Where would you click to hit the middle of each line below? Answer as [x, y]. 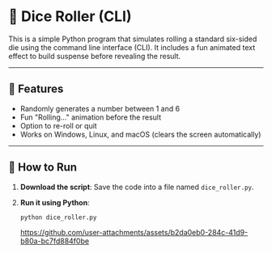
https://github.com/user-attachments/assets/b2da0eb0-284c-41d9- [134, 233]
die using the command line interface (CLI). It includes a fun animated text [132, 47]
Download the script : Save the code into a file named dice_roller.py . [137, 187]
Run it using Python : [55, 202]
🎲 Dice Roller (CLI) [70, 17]
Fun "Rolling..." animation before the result [91, 117]
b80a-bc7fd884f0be [55, 241]
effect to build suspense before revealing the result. [95, 56]
